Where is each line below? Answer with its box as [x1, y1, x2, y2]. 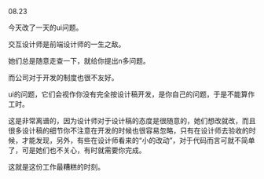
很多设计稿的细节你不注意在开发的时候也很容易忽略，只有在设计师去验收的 [8, 126, 249, 135]
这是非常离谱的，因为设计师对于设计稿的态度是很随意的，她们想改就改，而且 [8, 116, 256, 125]
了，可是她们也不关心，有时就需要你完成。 [8, 145, 146, 155]
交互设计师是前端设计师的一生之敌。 [8, 39, 126, 49]
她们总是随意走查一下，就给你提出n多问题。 [8, 57, 151, 65]
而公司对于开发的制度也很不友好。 [8, 73, 119, 82]
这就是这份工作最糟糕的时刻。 [8, 163, 104, 171]
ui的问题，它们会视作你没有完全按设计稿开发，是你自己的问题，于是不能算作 [8, 89, 255, 99]
